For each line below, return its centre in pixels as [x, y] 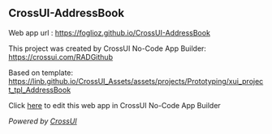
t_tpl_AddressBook [40, 90]
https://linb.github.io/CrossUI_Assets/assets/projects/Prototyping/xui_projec [136, 81]
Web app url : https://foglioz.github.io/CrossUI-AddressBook [110, 32]
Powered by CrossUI [43, 121]
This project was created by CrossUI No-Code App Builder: [108, 48]
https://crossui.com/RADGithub [61, 57]
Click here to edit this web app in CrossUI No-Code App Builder [114, 105]
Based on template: [41, 73]
